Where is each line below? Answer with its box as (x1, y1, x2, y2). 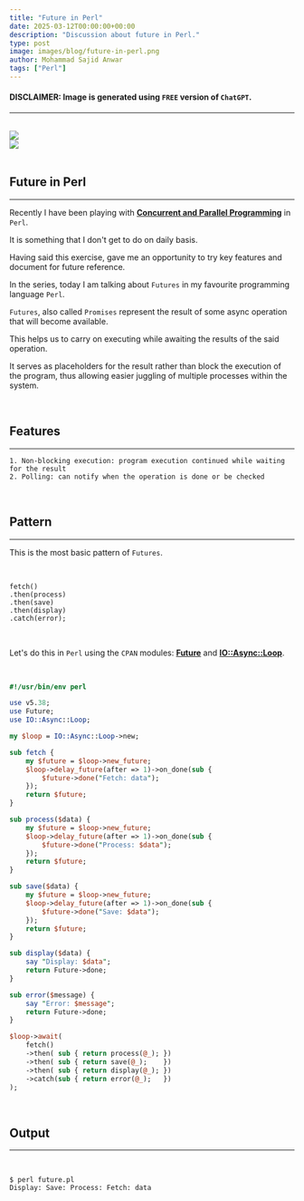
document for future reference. (9, 261, 126, 272)
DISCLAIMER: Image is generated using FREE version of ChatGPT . (9, 92, 252, 102)
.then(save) (9, 597, 54, 607)
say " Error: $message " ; (25, 999, 116, 1008)
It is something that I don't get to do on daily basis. (9, 234, 198, 245)
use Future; (9, 707, 54, 716)
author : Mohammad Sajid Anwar (9, 55, 124, 64)
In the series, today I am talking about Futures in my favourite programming (9, 278, 290, 290)
